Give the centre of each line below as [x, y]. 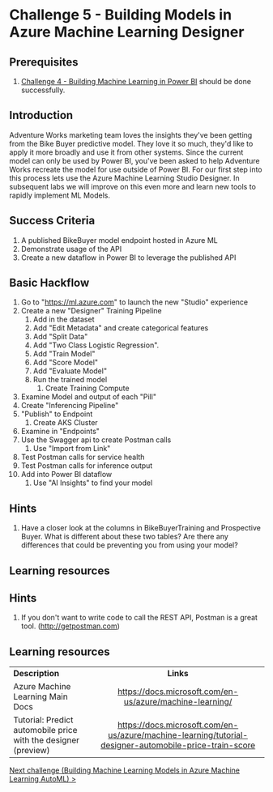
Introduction [41, 115]
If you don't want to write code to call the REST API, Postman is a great [139, 618]
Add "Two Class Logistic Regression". [96, 345]
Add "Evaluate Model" [70, 371]
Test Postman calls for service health [83, 457]
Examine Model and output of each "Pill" [89, 397]
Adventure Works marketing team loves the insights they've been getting [131, 134]
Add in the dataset [64, 319]
